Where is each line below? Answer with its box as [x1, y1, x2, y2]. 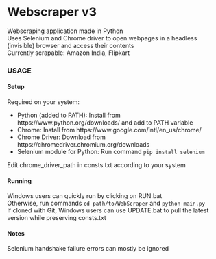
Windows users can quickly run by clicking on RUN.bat [7, 192, 163, 200]
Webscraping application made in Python [7, 27, 123, 35]
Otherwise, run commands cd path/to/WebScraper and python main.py [7, 199, 206, 208]
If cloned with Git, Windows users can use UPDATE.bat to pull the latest [7, 206, 209, 214]
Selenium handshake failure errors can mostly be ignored [7, 245, 169, 253]
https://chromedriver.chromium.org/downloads [16, 140, 150, 149]
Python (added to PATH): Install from [16, 111, 121, 120]
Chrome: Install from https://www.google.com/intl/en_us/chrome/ [16, 126, 202, 134]
